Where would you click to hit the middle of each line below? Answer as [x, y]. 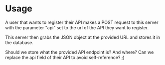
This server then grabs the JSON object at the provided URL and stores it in [83, 37]
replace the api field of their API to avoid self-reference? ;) [65, 57]
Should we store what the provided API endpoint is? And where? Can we [80, 52]
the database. [19, 42]
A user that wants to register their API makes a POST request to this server [82, 22]
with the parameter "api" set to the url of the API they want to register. [77, 27]
